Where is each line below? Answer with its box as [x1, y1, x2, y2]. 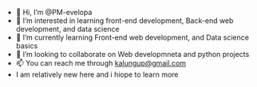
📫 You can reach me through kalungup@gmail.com [15, 59, 186, 67]
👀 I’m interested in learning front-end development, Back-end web [15, 16, 234, 25]
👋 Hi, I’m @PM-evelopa [15, 8, 93, 17]
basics [15, 41, 38, 51]
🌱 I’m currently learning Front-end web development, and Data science [15, 32, 250, 42]
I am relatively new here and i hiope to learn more [15, 70, 179, 79]
